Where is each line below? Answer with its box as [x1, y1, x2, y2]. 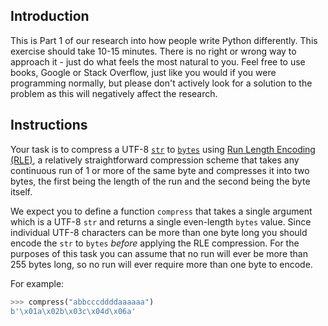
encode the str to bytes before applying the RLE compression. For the [10, 237, 300, 249]
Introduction [10, 8, 90, 25]
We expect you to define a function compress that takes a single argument [10, 205, 313, 217]
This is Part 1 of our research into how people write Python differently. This [10, 34, 318, 46]
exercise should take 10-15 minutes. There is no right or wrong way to [10, 45, 297, 57]
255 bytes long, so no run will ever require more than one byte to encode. [10, 258, 313, 270]
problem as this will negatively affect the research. [10, 87, 218, 99]
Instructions [10, 117, 88, 134]
